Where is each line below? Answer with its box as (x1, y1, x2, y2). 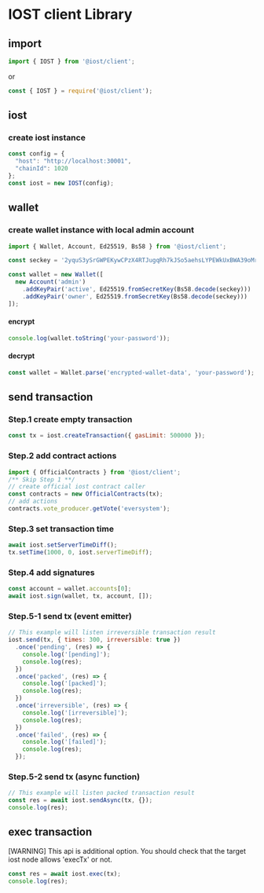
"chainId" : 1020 (15, 165, 68, 173)
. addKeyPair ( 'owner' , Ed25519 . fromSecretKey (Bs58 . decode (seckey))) (22, 292, 247, 300)
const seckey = (8, 257, 58, 265)
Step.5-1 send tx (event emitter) (8, 610, 132, 621)
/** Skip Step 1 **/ (8, 475, 76, 484)
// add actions (8, 497, 58, 506)
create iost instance (8, 132, 86, 143)
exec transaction (8, 825, 93, 839)
